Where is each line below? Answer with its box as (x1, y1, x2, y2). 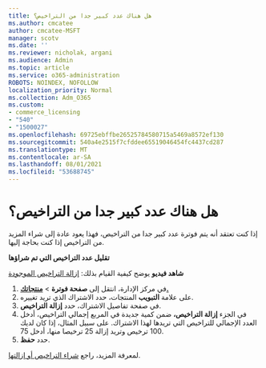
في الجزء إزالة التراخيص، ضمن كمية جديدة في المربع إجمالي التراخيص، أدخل (19, 309, 247, 318)
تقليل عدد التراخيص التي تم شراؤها (8, 253, 110, 262)
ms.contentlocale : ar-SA (8, 153, 91, 161)
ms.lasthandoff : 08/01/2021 (8, 161, 103, 169)
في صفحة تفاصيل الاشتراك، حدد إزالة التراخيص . (19, 301, 162, 310)
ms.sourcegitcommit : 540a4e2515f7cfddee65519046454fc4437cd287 (8, 138, 224, 146)
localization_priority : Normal (8, 86, 113, 94)
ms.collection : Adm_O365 (8, 94, 91, 102)
